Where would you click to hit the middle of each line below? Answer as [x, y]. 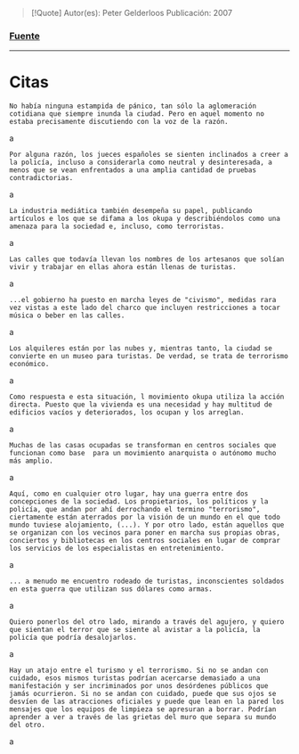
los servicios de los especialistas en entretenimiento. [117, 549]
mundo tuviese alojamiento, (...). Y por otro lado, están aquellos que [147, 525]
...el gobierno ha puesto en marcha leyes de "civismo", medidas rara [143, 300]
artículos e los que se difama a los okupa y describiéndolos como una [145, 219]
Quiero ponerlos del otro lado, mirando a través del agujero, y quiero [147, 622]
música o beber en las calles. [67, 316]
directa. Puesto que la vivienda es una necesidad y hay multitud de [141, 405]
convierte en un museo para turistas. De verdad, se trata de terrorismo [149, 357]
